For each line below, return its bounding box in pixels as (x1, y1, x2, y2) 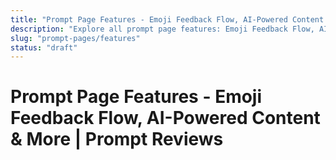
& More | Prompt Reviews (10, 128, 224, 151)
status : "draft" (10, 42, 78, 53)
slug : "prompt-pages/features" (10, 33, 141, 43)
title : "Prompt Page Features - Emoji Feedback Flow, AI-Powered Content (10, 14, 325, 25)
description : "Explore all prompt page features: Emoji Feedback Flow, (10, 24, 315, 34)
